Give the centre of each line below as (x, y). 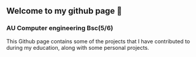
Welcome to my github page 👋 (64, 11)
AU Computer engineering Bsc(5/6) (60, 28)
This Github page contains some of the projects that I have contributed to (98, 41)
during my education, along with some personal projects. (78, 47)
